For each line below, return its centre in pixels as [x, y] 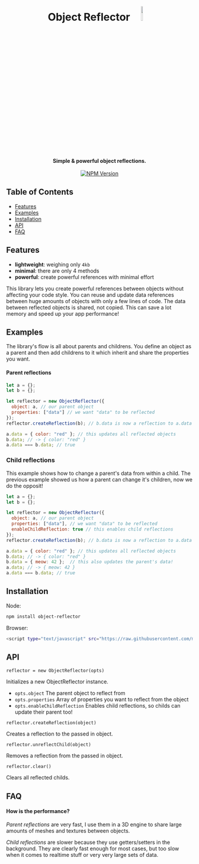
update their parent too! [44, 712]
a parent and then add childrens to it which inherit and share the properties [98, 353]
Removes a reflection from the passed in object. [65, 756]
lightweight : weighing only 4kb [52, 264]
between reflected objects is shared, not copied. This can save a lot [89, 307]
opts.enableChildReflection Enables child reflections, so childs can [97, 706]
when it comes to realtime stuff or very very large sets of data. [82, 855]
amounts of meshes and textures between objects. [68, 831]
